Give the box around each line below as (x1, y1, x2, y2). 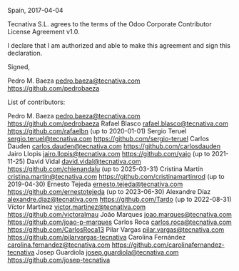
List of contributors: (7, 98, 66, 106)
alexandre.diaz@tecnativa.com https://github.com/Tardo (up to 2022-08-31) (7, 195, 232, 203)
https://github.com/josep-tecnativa (7, 256, 111, 264)
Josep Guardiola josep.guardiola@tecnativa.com (36, 248, 179, 256)
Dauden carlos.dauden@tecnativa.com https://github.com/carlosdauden (7, 142, 221, 150)
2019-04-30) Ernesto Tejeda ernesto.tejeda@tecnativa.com (7, 180, 183, 188)
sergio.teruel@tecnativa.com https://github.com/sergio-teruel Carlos (7, 135, 209, 143)
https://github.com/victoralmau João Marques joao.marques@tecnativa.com (7, 210, 232, 218)
